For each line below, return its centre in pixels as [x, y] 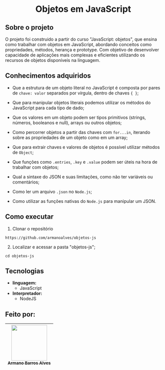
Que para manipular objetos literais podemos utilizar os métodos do [82, 102]
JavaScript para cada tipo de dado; [48, 108]
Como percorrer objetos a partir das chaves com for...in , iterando [81, 132]
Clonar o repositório [33, 229]
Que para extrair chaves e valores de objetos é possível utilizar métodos [86, 147]
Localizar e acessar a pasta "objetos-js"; [54, 247]
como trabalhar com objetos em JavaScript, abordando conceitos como [79, 45]
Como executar [29, 217]
